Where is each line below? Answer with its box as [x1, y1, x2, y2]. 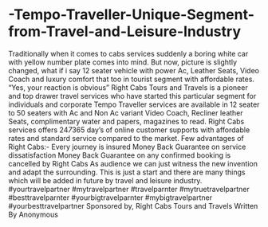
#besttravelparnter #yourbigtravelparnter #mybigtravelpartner [8, 193, 213, 202]
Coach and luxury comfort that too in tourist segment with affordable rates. [8, 74, 255, 84]
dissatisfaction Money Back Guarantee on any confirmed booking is [8, 150, 231, 160]
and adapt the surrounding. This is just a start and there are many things [8, 167, 246, 177]
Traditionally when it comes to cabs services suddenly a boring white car [8, 49, 249, 58]
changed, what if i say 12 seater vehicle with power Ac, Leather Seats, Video [8, 65, 259, 75]
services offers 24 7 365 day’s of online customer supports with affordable [8, 125, 250, 135]
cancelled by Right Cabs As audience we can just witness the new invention [8, 159, 258, 168]
